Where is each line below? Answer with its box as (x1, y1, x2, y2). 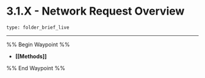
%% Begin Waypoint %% (6, 41, 70, 48)
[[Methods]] (15, 52, 47, 60)
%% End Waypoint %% (6, 64, 65, 71)
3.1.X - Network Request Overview (6, 4, 185, 18)
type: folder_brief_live (6, 24, 70, 30)
